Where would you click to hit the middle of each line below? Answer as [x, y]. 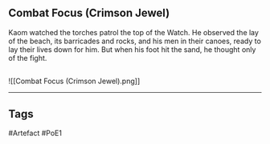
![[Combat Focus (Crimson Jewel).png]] [74, 81]
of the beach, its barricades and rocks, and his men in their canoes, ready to [135, 41]
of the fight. [28, 58]
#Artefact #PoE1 [35, 133]
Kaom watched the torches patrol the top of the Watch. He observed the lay [134, 32]
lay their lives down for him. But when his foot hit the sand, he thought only [132, 49]
